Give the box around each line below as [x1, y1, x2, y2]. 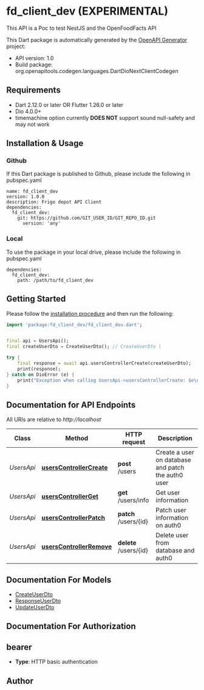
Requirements [6, 85, 61, 96]
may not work [15, 120, 50, 128]
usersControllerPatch [41, 514, 105, 522]
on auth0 [155, 521, 182, 530]
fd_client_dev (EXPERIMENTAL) [6, 4, 169, 18]
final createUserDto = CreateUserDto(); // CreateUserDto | [6, 344, 162, 350]
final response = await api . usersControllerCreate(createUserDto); [17, 360, 191, 366]
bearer [6, 642, 32, 652]
